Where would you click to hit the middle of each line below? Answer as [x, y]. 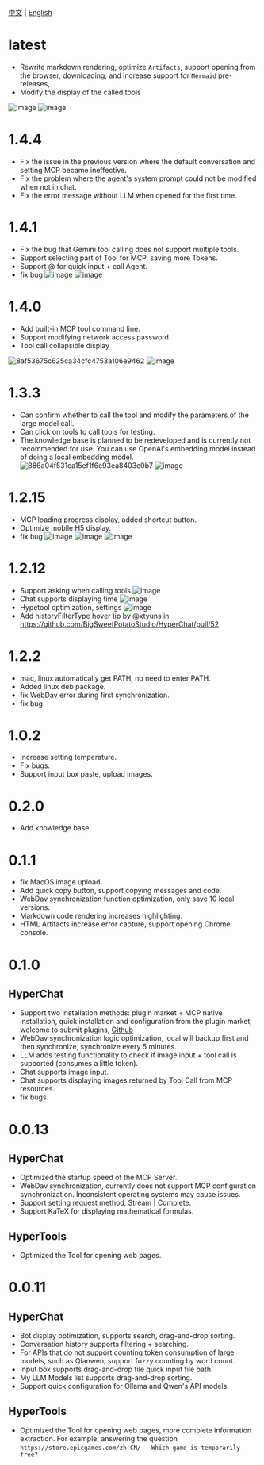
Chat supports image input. [64, 1072]
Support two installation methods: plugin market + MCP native [121, 1013]
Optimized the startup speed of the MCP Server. [98, 1178]
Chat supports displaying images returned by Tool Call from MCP [126, 1080]
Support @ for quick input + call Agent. [84, 266]
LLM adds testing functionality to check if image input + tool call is [128, 1055]
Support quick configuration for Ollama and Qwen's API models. [124, 1386]
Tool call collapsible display [64, 345]
